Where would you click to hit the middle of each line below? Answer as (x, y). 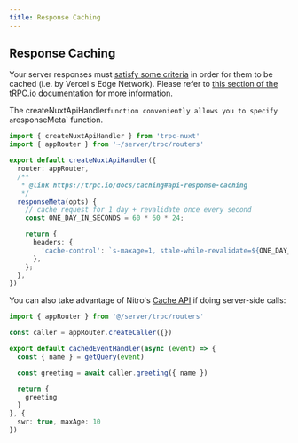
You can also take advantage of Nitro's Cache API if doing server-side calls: (148, 300)
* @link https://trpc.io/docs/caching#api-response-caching (134, 185)
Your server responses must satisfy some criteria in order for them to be (141, 74)
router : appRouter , (53, 169)
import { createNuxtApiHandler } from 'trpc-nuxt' (105, 136)
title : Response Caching (55, 17)
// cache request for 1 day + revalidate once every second (138, 210)
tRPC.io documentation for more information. (91, 93)
